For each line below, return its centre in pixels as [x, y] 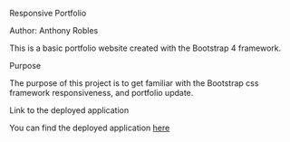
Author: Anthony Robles [54, 30]
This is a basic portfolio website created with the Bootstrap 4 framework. [145, 48]
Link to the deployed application [69, 110]
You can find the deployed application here [90, 128]
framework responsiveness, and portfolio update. [101, 93]
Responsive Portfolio [48, 13]
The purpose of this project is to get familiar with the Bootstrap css [134, 83]
